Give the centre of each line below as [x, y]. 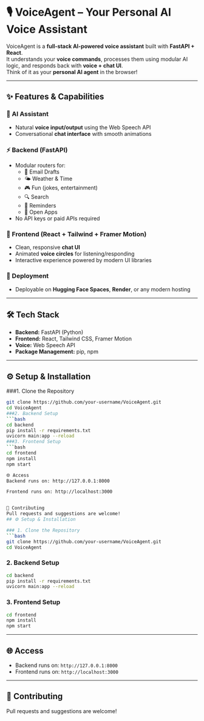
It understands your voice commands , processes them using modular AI [97, 59]
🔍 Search [36, 197]
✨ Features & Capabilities [55, 97]
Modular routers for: [40, 165]
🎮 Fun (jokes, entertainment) [61, 188]
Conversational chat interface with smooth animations [83, 134]
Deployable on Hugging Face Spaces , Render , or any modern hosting [103, 289]
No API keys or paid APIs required [57, 218]
